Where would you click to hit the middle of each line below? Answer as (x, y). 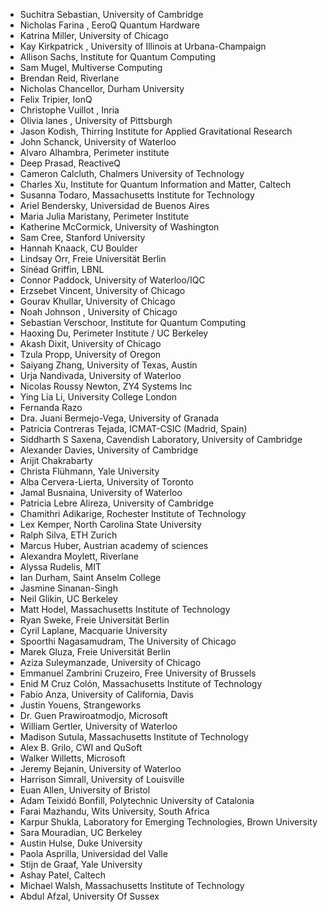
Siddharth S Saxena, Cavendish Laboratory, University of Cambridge (161, 439)
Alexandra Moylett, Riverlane (79, 556)
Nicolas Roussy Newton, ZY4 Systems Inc (106, 386)
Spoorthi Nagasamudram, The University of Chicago (128, 641)
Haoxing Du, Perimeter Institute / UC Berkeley (114, 333)
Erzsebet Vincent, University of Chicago (102, 290)
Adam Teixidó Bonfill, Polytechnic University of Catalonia (137, 800)
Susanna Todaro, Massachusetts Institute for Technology (137, 195)
